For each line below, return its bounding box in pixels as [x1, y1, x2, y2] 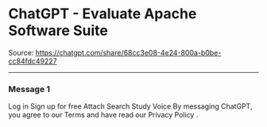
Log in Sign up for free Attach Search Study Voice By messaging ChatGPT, [8, 102, 253, 111]
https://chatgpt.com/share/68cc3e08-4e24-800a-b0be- [35, 48, 222, 57]
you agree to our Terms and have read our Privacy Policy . [8, 110, 199, 120]
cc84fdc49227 [8, 56, 57, 66]
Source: [8, 48, 34, 57]
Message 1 [8, 83, 50, 94]
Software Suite [8, 21, 109, 40]
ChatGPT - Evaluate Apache [8, 5, 197, 23]
